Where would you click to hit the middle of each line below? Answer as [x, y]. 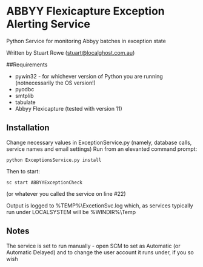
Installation [28, 128]
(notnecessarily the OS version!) [55, 83]
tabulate [25, 102]
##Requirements [27, 64]
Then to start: [23, 171]
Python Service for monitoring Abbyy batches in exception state [86, 41]
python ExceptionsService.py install [54, 160]
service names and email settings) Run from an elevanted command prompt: [102, 149]
